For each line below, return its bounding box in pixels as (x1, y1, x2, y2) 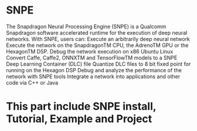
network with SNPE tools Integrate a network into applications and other (6, 73, 181, 80)
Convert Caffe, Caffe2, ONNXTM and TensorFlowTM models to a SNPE (6, 54, 178, 61)
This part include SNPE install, (6, 100, 157, 113)
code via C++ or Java (6, 79, 59, 86)
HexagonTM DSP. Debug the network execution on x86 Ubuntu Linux (6, 48, 174, 55)
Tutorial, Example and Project (6, 112, 152, 126)
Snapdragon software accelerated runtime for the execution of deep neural (6, 29, 188, 36)
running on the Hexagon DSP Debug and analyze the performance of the (6, 66, 182, 73)
